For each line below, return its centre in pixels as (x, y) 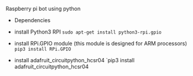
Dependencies (32, 20)
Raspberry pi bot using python (43, 9)
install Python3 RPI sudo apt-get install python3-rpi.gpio (88, 32)
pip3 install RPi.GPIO (43, 49)
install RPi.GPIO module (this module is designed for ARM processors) (100, 43)
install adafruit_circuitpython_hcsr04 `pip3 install (74, 60)
